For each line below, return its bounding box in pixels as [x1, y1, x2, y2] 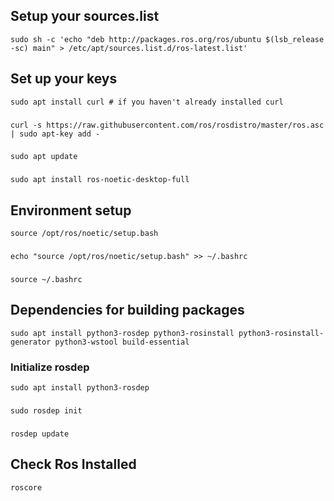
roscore [10, 482, 43, 493]
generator [10, 337, 52, 347]
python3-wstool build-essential [54, 337, 190, 347]
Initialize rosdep [10, 360, 90, 374]
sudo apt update [10, 152, 78, 162]
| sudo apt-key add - [10, 129, 101, 139]
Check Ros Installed [10, 456, 137, 473]
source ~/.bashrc [10, 275, 83, 285]
